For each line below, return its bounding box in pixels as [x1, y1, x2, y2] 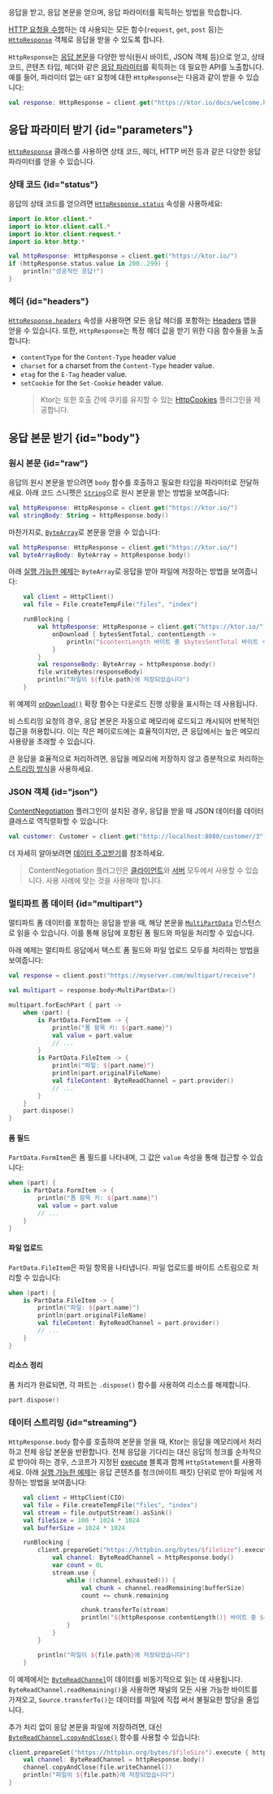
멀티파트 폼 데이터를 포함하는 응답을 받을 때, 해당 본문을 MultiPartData [8, 918, 233, 928]
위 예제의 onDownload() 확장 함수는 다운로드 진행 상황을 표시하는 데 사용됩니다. [8, 699, 258, 708]
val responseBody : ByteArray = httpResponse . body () [37, 661, 217, 669]
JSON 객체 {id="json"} [8, 786, 98, 797]
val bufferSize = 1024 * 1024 [23, 1523, 126, 1532]
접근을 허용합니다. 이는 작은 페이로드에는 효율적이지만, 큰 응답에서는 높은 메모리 [8, 726, 260, 736]
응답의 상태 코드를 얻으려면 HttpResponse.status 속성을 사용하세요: [8, 198, 223, 208]
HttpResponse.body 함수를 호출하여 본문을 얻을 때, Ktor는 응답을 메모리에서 [8, 1436, 247, 1447]
